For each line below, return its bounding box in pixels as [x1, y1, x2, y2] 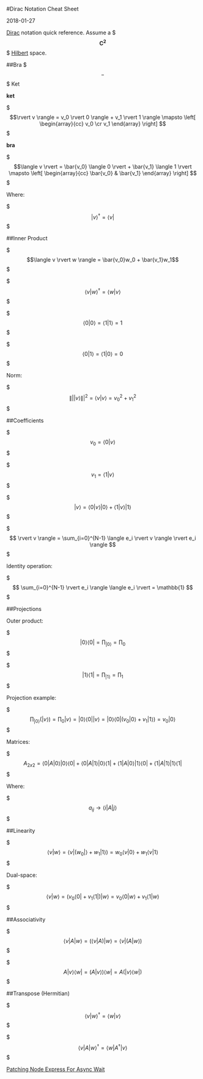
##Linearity [6, 827, 35, 834]
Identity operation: [6, 562, 53, 570]
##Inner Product [6, 235, 48, 242]
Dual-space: [6, 871, 38, 879]
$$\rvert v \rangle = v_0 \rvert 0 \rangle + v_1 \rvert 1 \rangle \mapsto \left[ [9, 113, 196, 121]
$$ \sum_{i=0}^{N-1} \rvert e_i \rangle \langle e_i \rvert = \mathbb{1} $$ [12, 584, 194, 591]
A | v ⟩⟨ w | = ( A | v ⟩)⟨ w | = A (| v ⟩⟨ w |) [63, 968, 142, 975]
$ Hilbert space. [6, 49, 47, 56]
